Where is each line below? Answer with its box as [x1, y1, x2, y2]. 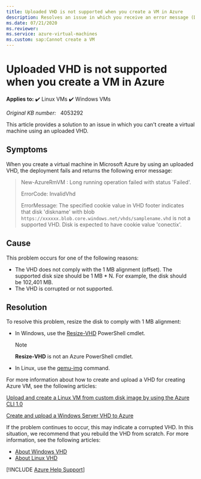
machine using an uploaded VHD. [6, 127, 89, 134]
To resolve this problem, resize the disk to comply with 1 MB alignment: [6, 318, 181, 326]
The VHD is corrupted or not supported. [14, 285, 114, 292]
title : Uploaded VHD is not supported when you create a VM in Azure [6, 8, 184, 15]
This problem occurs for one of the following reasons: [6, 254, 139, 261]
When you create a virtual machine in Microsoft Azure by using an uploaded [6, 160, 193, 168]
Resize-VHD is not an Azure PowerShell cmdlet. [14, 353, 133, 360]
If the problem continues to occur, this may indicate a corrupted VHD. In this [6, 424, 194, 431]
